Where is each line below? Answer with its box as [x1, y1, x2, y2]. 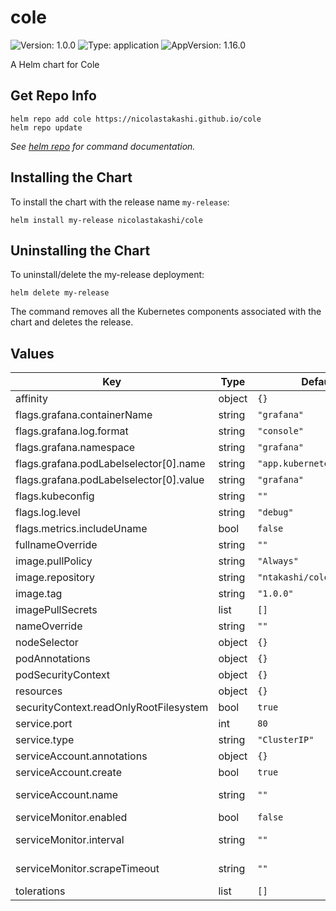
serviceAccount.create [15, 766, 122, 780]
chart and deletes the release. [10, 316, 134, 328]
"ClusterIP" [257, 734, 315, 746]
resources [15, 684, 63, 698]
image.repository [15, 571, 96, 585]
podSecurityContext [15, 668, 111, 682]
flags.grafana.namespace [15, 441, 136, 455]
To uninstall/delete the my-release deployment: [10, 269, 205, 281]
